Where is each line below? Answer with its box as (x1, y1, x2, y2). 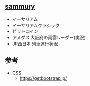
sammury (5, 2, 35, 11)
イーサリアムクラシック (12, 22, 60, 28)
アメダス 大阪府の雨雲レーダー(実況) (12, 34, 86, 40)
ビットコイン (12, 28, 38, 34)
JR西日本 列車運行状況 (12, 40, 58, 47)
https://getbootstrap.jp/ (19, 75, 67, 81)
